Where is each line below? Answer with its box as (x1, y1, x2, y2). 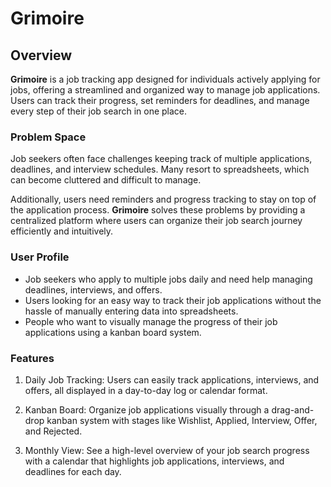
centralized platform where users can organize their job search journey (10, 215, 303, 227)
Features (10, 351, 55, 365)
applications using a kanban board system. (24, 326, 202, 338)
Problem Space (10, 130, 87, 144)
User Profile (10, 250, 70, 264)
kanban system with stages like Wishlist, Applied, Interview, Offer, (46, 414, 318, 426)
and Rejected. (24, 425, 83, 437)
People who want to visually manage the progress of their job (24, 315, 278, 327)
